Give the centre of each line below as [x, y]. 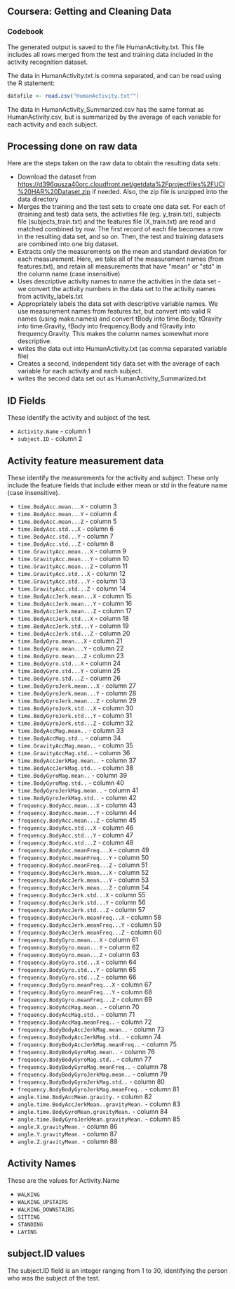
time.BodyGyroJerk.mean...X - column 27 [77, 686]
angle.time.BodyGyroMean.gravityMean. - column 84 [93, 1111]
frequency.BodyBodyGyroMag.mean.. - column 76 [86, 1052]
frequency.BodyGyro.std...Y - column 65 [77, 969]
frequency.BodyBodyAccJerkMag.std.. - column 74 [89, 1037]
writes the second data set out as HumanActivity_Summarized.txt [112, 378]
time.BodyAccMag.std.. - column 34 [69, 738]
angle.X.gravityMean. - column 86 [67, 1127]
